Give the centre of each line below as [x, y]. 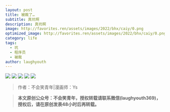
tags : [11, 43]
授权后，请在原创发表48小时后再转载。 [58, 104]
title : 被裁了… [20, 15]
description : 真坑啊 [26, 24]
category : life [21, 39]
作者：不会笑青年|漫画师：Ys [48, 87]
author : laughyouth [26, 62]
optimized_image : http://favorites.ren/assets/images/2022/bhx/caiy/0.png [86, 33]
